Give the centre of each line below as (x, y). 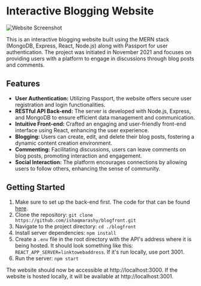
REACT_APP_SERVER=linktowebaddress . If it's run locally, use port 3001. (100, 252)
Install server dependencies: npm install (65, 233)
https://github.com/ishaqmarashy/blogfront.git (75, 221)
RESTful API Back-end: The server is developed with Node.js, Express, (103, 111)
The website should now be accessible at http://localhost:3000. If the (92, 270)
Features (23, 84)
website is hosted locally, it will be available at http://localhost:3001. (90, 276)
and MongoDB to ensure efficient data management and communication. (105, 117)
